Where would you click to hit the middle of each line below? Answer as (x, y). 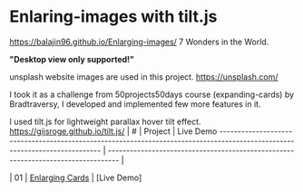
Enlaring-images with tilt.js (113, 17)
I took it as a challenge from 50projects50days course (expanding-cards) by (152, 94)
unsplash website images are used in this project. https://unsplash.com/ (144, 77)
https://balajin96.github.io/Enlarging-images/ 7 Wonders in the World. (139, 42)
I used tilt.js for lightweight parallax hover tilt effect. (105, 121)
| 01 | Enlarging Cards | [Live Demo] (76, 178)
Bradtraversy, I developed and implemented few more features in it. (135, 104)
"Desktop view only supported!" (72, 59)
